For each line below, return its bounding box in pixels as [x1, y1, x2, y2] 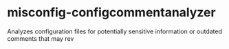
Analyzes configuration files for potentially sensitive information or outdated [7, 27, 222, 35]
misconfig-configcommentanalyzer [7, 5, 216, 20]
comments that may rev [7, 34, 74, 42]
